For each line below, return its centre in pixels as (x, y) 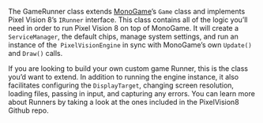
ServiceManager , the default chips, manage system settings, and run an (123, 36)
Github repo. (28, 110)
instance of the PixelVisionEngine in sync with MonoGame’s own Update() (130, 45)
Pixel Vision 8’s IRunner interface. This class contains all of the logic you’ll (128, 20)
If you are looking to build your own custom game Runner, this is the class (128, 69)
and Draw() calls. (36, 53)
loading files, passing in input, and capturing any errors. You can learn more (131, 93)
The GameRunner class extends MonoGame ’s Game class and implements (127, 11)
